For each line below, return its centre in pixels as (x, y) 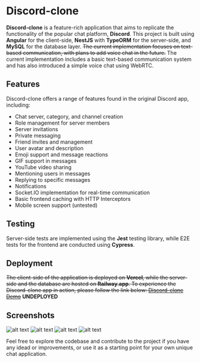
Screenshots (30, 315)
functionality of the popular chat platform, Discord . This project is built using (100, 33)
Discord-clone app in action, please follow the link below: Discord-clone (95, 290)
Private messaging (38, 135)
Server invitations (36, 129)
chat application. (27, 354)
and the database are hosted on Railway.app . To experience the (97, 284)
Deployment (30, 263)
